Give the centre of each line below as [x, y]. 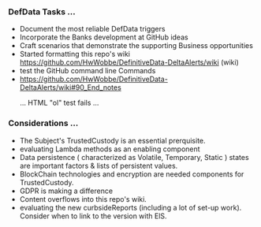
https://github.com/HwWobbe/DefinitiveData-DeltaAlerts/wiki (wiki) [129, 62]
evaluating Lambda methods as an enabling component [110, 149]
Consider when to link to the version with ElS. [93, 216]
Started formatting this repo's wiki [75, 54]
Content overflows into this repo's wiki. [83, 199]
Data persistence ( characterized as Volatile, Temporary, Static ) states [134, 157]
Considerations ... [43, 123]
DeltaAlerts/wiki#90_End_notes [71, 87]
